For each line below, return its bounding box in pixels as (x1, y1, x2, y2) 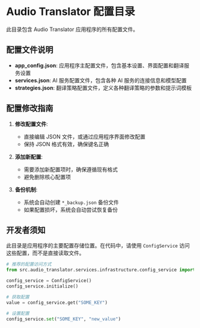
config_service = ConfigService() (6, 278, 92, 284)
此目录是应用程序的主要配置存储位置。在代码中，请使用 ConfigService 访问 (6, 242, 190, 249)
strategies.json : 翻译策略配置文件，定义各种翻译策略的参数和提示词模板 (14, 84, 192, 91)
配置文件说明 (6, 45, 54, 55)
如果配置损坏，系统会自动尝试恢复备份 (23, 206, 118, 213)
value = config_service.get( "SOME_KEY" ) (6, 299, 108, 305)
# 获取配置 (6, 294, 30, 300)
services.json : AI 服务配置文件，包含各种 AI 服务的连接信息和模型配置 (14, 76, 187, 83)
